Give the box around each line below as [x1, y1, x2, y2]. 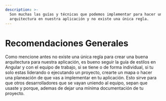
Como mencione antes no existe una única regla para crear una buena [5, 54, 148, 60]
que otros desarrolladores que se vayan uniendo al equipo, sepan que [5, 80, 148, 86]
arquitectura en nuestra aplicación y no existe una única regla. [9, 16, 149, 21]
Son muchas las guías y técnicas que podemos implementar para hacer [9, 12, 156, 17]
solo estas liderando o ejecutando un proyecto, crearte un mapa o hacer [5, 69, 152, 75]
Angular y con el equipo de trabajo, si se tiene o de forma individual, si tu [5, 65, 154, 70]
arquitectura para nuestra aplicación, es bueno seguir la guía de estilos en [5, 59, 156, 65]
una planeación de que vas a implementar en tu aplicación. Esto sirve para [5, 75, 157, 81]
